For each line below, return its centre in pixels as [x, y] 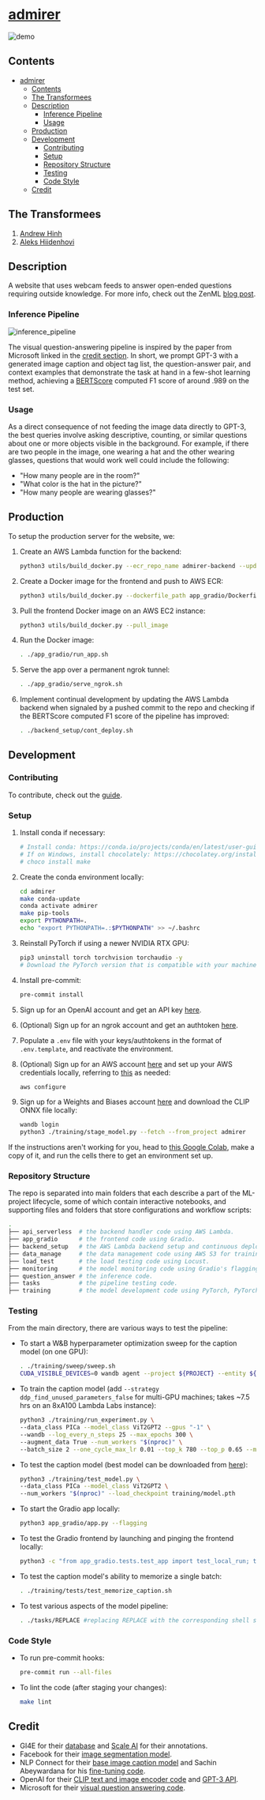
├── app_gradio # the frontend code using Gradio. [102, 1239]
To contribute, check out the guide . [65, 795]
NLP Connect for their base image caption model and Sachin [118, 1762]
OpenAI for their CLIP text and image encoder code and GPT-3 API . [129, 1779]
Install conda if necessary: [62, 833]
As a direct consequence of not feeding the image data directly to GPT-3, [127, 426]
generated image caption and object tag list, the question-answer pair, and [129, 363]
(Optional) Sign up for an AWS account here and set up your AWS [126, 1064]
